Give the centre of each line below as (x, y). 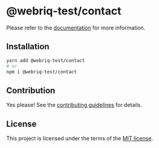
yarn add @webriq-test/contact (46, 60)
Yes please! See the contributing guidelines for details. (74, 105)
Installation (28, 47)
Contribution (31, 91)
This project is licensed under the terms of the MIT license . (79, 138)
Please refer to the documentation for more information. (76, 28)
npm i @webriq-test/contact (42, 72)
